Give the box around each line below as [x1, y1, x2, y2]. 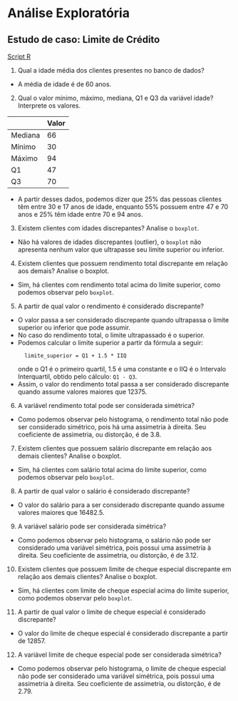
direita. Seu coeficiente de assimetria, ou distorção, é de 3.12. [17, 551, 199, 559]
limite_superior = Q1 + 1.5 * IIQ [24, 352, 127, 359]
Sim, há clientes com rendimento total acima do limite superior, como [17, 280, 221, 289]
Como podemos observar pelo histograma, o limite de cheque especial [17, 665, 227, 672]
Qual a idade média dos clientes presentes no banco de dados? [17, 66, 205, 74]
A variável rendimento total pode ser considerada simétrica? [17, 401, 195, 409]
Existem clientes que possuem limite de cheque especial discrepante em [17, 565, 232, 573]
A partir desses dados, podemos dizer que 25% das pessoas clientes [17, 195, 222, 203]
